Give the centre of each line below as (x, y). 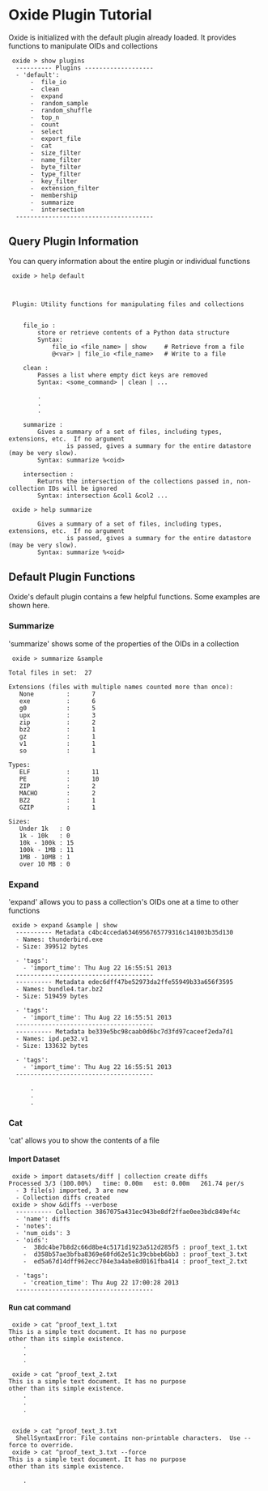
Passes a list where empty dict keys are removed (123, 375)
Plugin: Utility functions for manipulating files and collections (128, 304)
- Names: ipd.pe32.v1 (52, 1039)
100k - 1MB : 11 (47, 850)
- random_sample (59, 103)
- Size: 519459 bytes (52, 997)
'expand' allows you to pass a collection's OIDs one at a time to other (123, 902)
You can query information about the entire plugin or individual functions (130, 261)
